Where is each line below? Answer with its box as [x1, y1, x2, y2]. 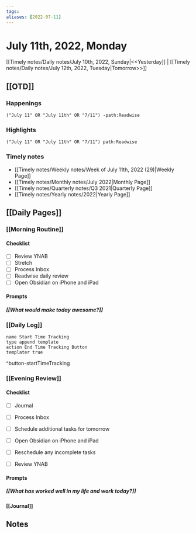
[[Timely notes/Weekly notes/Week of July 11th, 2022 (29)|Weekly [14, 166, 174, 173]
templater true [6, 349, 43, 355]
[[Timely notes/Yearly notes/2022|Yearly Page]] [14, 191, 130, 198]
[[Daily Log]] [6, 321, 43, 329]
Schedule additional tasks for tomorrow [14, 425, 110, 432]
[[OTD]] [6, 81, 35, 91]
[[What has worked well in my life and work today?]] [6, 487, 136, 494]
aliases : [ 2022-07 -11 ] [6, 14, 61, 20]
